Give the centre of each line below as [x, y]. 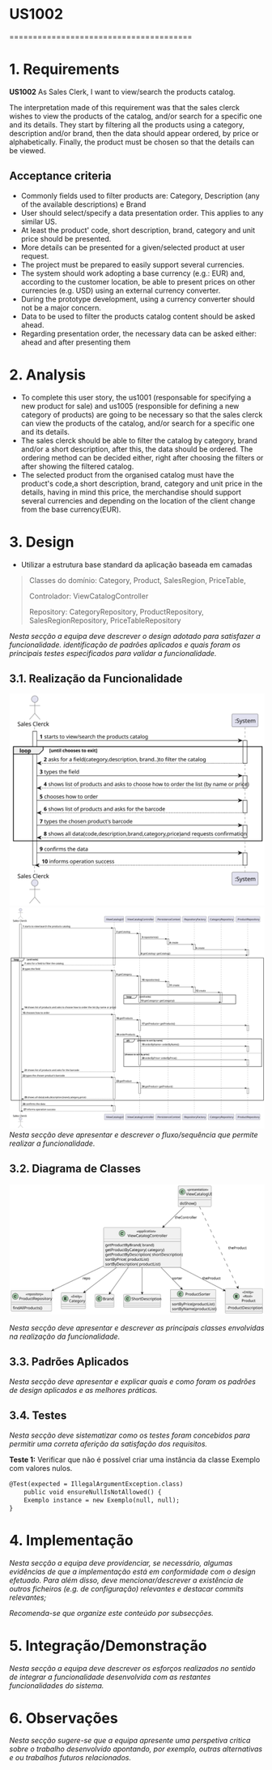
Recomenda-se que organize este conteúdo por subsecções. [111, 1613]
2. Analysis [48, 375]
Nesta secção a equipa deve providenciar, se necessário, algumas [121, 1562]
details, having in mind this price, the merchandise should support [131, 492]
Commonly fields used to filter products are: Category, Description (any [140, 195]
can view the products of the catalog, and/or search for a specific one [138, 423]
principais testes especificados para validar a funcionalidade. [113, 653]
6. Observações [64, 1718]
